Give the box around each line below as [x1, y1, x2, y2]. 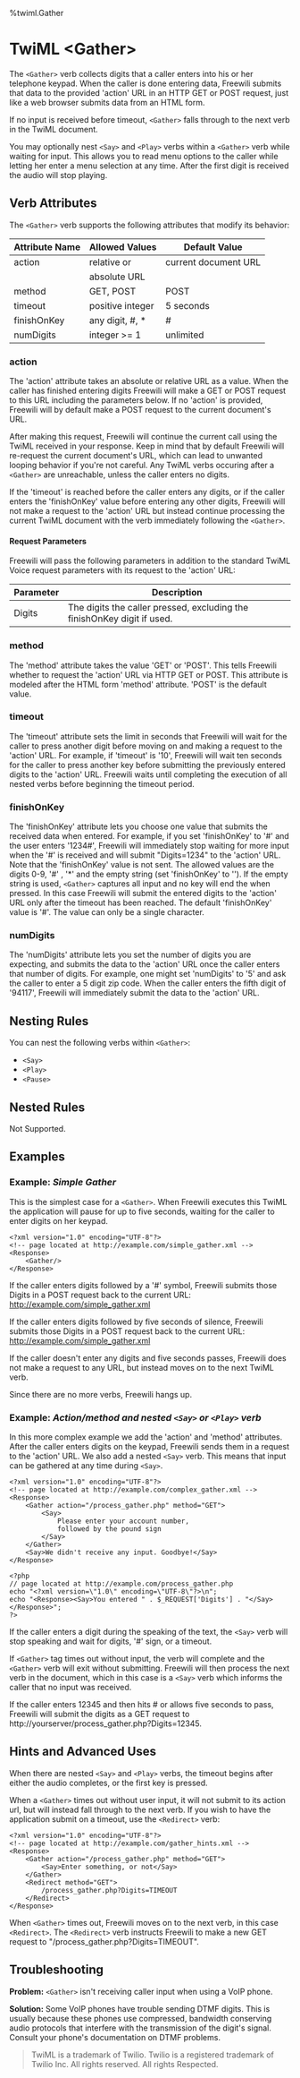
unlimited [164, 329, 204, 341]
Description [151, 586, 203, 599]
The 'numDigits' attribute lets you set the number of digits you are [9, 949, 252, 961]
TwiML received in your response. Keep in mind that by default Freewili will [9, 440, 285, 451]
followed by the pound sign [56, 1525, 162, 1534]
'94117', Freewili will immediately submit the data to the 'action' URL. [9, 988, 261, 998]
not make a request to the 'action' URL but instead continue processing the [9, 506, 286, 517]
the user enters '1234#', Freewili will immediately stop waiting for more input [9, 841, 289, 851]
